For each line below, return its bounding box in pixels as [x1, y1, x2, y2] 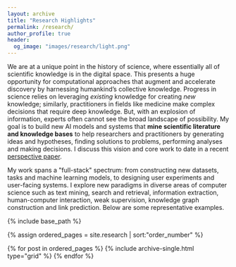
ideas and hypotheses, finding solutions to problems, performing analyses [7, 137, 223, 145]
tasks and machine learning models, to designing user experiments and [7, 173, 215, 182]
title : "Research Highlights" [7, 17, 97, 24]
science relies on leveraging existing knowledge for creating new [7, 92, 196, 101]
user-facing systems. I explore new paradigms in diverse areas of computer [7, 181, 228, 189]
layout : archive [7, 10, 55, 18]
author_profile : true [7, 30, 71, 37]
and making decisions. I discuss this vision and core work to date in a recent [7, 145, 229, 153]
